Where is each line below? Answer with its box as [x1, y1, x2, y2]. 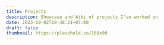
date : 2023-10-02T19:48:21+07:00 [6, 19, 89, 25]
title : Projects [6, 8, 46, 15]
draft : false [6, 25, 39, 31]
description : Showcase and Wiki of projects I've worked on [6, 14, 159, 20]
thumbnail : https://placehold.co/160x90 [6, 30, 108, 36]
